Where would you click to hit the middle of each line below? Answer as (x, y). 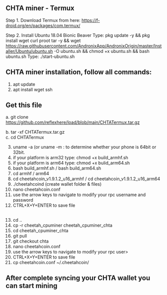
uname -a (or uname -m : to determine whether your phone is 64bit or (84, 147)
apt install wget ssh (33, 89)
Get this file (24, 105)
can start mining (32, 286)
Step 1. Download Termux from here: (43, 20)
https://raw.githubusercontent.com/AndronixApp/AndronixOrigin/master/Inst (84, 46)
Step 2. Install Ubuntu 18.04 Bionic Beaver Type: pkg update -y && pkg (78, 35)
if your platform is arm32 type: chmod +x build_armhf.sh (71, 158)
